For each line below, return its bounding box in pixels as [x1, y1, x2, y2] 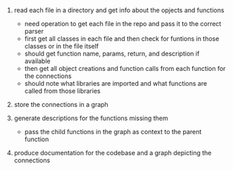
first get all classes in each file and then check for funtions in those [24, 34, 220, 43]
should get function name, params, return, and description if [24, 49, 200, 58]
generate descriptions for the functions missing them [13, 114, 169, 122]
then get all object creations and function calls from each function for [24, 65, 226, 72]
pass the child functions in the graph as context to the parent [24, 128, 202, 136]
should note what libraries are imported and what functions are [24, 79, 208, 87]
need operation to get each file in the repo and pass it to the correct [24, 20, 222, 27]
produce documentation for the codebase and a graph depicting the [13, 149, 212, 157]
